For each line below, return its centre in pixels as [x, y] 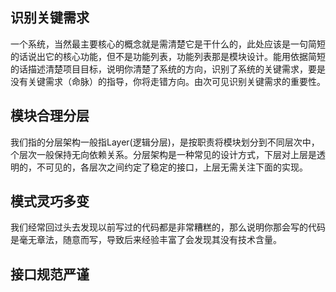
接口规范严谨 [50, 274]
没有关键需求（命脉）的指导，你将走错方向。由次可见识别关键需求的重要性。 [168, 81]
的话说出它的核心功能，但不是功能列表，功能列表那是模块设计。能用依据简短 [168, 56]
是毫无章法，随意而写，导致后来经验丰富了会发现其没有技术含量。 [146, 240]
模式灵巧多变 [50, 201]
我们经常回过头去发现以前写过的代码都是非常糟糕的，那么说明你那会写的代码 [168, 227]
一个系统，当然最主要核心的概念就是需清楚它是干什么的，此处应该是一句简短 [168, 44]
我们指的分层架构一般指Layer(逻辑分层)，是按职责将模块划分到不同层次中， [165, 142]
